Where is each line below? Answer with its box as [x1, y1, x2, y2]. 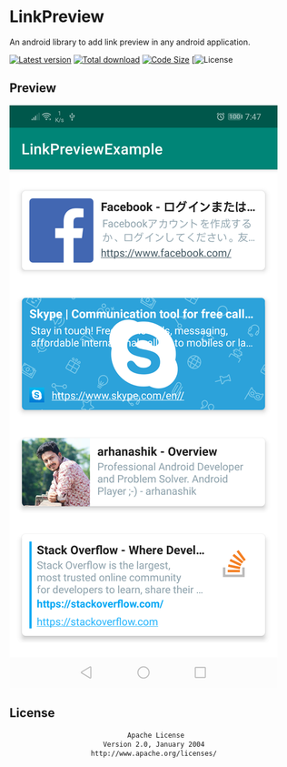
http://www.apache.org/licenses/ [90, 749, 218, 758]
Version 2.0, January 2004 [103, 740, 205, 749]
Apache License [126, 731, 184, 740]
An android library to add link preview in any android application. [9, 36, 251, 47]
